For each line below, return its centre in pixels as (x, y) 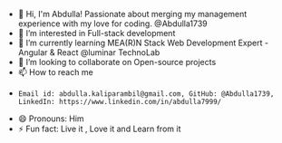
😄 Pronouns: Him (51, 119)
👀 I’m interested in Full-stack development (97, 33)
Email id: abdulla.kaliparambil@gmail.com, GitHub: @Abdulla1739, (146, 94)
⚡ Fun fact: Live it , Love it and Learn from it (99, 129)
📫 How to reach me (55, 72)
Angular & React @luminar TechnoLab (89, 52)
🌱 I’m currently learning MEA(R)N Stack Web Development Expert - (143, 43)
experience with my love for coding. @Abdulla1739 (113, 24)
